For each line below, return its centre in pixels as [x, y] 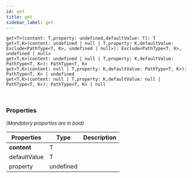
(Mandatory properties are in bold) [45, 123]
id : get [16, 11]
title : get [19, 17]
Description [100, 137]
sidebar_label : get [30, 22]
